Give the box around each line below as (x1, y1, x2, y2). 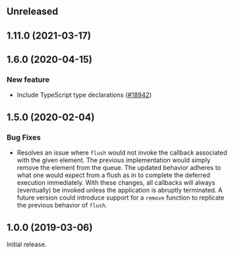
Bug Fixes (6, 132, 41, 142)
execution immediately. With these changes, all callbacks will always (16, 179, 216, 187)
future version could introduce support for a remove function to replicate (16, 193, 225, 202)
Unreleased (6, 6, 59, 18)
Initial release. (6, 240, 47, 248)
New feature (6, 75, 50, 85)
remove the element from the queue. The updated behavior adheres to (16, 164, 221, 172)
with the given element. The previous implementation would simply (16, 156, 211, 164)
